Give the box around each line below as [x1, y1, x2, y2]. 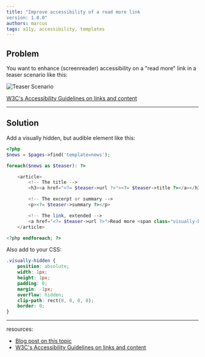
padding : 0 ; [17, 280, 48, 286]
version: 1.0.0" [6, 15, 48, 21]
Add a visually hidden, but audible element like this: [6, 134, 135, 141]
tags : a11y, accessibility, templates [6, 26, 105, 32]
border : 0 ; [17, 303, 45, 309]
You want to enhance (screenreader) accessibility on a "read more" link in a [6, 65, 196, 72]
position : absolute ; [17, 263, 70, 270]
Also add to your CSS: [6, 246, 62, 253]
